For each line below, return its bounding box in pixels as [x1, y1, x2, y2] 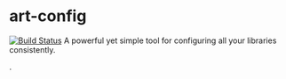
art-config [9, 6, 87, 26]
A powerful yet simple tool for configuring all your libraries [63, 35, 277, 46]
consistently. [9, 44, 56, 54]
